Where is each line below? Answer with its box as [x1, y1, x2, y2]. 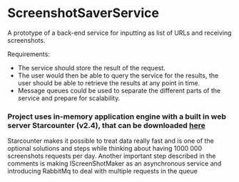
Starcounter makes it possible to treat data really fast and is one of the [7, 136, 214, 145]
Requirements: [7, 50, 50, 58]
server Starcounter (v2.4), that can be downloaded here [7, 120, 205, 130]
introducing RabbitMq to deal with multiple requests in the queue [7, 167, 198, 176]
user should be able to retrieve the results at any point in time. [17, 78, 200, 87]
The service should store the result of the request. [17, 63, 166, 72]
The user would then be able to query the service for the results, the [17, 71, 219, 80]
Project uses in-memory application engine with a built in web [7, 112, 227, 122]
